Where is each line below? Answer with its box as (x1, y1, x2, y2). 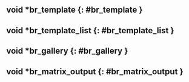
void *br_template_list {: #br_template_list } (6, 25, 174, 36)
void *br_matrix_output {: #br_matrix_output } (6, 66, 184, 77)
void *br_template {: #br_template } (6, 5, 144, 15)
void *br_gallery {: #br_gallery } (6, 46, 128, 56)
